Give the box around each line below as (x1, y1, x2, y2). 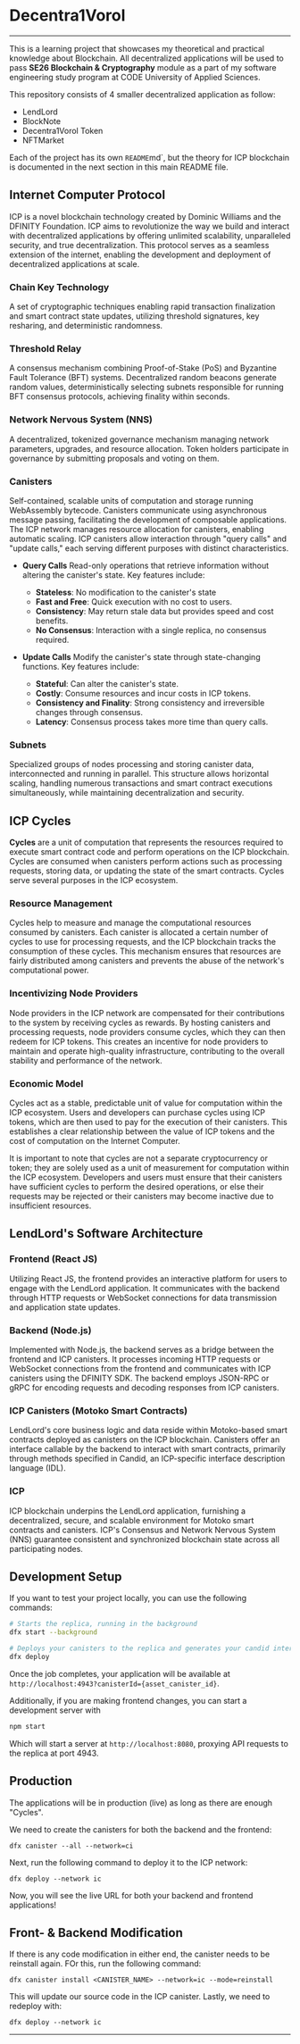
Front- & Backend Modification (9, 1925, 183, 1940)
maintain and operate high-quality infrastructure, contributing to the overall (9, 1046, 286, 1056)
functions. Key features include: (21, 661, 140, 672)
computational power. (9, 965, 89, 976)
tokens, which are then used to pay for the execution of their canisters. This (9, 1116, 287, 1127)
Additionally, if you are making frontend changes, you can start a (9, 1695, 247, 1706)
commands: (9, 1602, 54, 1613)
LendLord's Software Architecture (9, 1226, 204, 1241)
